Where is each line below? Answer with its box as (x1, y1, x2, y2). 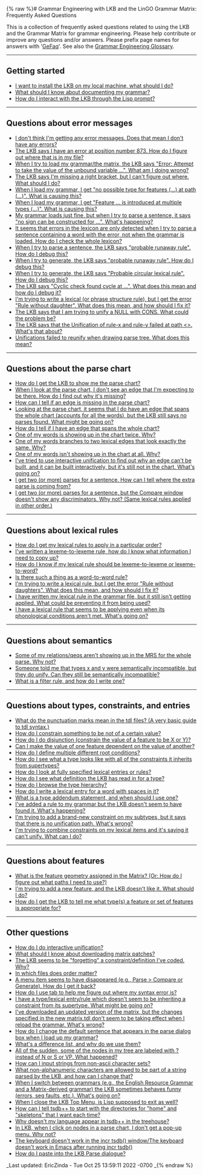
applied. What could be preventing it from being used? (14, 600, 151, 607)
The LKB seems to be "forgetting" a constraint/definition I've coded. (14, 956, 185, 963)
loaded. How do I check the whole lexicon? (14, 237, 123, 244)
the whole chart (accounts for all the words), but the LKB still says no (14, 412, 187, 419)
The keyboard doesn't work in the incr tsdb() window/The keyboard (14, 1137, 184, 1144)
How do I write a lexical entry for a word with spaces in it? (14, 788, 159, 795)
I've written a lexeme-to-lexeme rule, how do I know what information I (14, 548, 192, 555)
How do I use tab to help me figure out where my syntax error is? (14, 988, 177, 996)
